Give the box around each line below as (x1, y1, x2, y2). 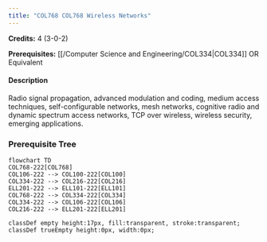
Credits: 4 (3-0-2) (8, 33, 69, 43)
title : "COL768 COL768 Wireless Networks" (8, 11, 151, 20)
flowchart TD (8, 157, 52, 165)
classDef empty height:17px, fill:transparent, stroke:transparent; (8, 220, 241, 228)
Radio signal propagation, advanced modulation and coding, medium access (8, 93, 260, 103)
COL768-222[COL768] (8, 164, 73, 172)
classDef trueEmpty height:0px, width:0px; (8, 226, 155, 235)
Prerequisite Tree (8, 139, 77, 150)
